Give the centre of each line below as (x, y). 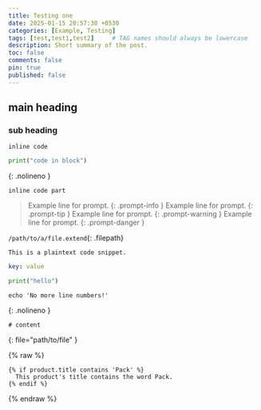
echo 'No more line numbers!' (59, 295)
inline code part (37, 191)
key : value (26, 267)
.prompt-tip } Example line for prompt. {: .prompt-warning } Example (140, 214)
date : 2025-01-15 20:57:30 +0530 (64, 23)
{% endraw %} (33, 398)
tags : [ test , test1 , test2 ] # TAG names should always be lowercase (128, 38)
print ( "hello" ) (34, 281)
